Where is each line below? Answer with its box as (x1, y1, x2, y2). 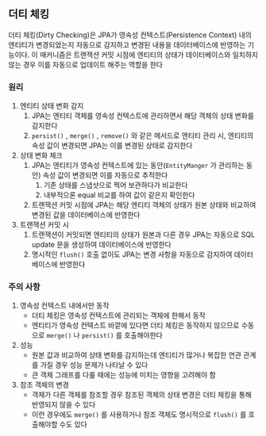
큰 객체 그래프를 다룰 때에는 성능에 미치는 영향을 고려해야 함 (31, 370, 216, 380)
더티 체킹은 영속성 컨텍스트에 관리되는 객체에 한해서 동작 (31, 311, 206, 320)
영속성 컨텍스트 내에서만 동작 (19, 300, 110, 311)
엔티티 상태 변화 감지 (19, 101, 84, 111)
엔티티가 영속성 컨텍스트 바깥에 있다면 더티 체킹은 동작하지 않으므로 (31, 320, 240, 331)
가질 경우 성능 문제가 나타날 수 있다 (40, 360, 148, 370)
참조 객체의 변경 (19, 380, 69, 390)
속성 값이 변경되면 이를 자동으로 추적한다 (42, 170, 168, 180)
